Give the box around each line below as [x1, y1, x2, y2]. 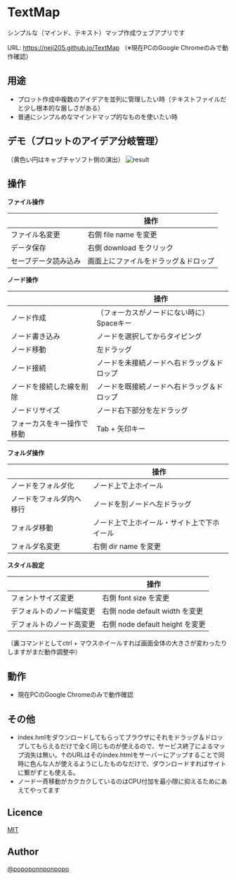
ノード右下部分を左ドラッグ [96, 406, 188, 416]
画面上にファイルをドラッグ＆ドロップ [87, 256, 215, 266]
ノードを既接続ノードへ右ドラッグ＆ [96, 382, 216, 392]
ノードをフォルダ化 [11, 481, 75, 490]
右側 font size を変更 [102, 593, 170, 603]
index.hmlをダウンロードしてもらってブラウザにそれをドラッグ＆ [17, 733, 205, 741]
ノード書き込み [11, 332, 61, 342]
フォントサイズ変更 [11, 593, 74, 603]
